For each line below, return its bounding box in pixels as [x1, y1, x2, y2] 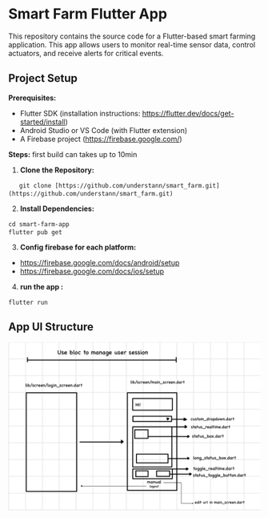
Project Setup [8, 71, 78, 85]
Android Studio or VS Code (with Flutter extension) [19, 125, 188, 135]
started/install [19, 117, 66, 127]
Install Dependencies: [19, 204, 94, 213]
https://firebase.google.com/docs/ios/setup [19, 266, 165, 276]
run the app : [19, 281, 64, 291]
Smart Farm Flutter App [8, 5, 168, 23]
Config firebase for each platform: [19, 242, 137, 252]
